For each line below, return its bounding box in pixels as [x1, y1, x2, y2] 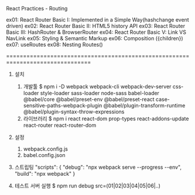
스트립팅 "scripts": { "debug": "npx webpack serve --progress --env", [14, 163, 182, 170]
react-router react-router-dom [23, 122, 97, 128]
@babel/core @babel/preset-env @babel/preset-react [23, 96, 155, 103]
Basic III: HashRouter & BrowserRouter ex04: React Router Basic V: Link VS [6, 29, 186, 36]
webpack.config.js [23, 145, 69, 152]
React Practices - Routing [6, 5, 68, 12]
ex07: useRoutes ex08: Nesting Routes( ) [6, 41, 104, 48]
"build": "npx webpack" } [14, 170, 76, 177]
